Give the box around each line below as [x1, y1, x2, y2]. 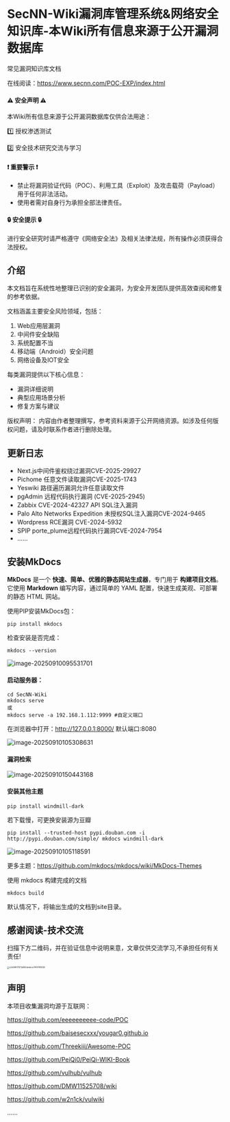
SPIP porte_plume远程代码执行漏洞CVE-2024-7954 [16, 526, 162, 535]
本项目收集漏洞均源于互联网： [7, 1002, 91, 1010]
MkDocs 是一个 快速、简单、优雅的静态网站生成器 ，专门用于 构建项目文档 [7, 575, 216, 583]
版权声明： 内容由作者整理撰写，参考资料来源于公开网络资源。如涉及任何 [7, 417, 213, 425]
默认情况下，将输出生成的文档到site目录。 [7, 902, 125, 910]
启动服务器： [7, 676, 43, 684]
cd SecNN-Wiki [7, 691, 48, 698]
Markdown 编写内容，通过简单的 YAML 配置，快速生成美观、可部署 [26, 583, 218, 592]
